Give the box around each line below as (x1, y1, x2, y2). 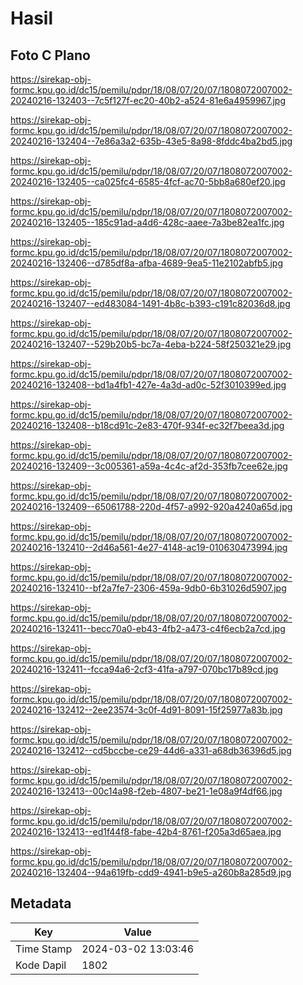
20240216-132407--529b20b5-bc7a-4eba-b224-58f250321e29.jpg (10, 338, 292, 350)
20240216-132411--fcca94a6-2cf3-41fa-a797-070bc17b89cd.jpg (10, 663, 279, 675)
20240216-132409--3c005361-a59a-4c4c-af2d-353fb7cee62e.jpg (10, 460, 288, 472)
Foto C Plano (10, 47, 91, 64)
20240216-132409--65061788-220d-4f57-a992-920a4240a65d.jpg (10, 501, 293, 512)
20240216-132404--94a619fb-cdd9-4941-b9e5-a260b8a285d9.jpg (10, 867, 292, 878)
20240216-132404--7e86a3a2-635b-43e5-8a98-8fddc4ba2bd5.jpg (10, 135, 293, 147)
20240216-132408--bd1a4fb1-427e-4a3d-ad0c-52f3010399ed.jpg (10, 379, 287, 391)
